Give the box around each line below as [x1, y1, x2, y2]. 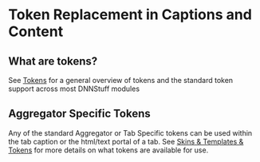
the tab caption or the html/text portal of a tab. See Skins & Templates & [8, 136, 244, 146]
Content [8, 22, 64, 41]
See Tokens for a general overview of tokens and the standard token [8, 76, 234, 85]
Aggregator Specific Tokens [8, 107, 152, 121]
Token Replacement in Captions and [8, 6, 253, 24]
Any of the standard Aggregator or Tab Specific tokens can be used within [8, 128, 253, 137]
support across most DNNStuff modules [8, 84, 140, 93]
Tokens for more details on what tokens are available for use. [8, 145, 209, 155]
